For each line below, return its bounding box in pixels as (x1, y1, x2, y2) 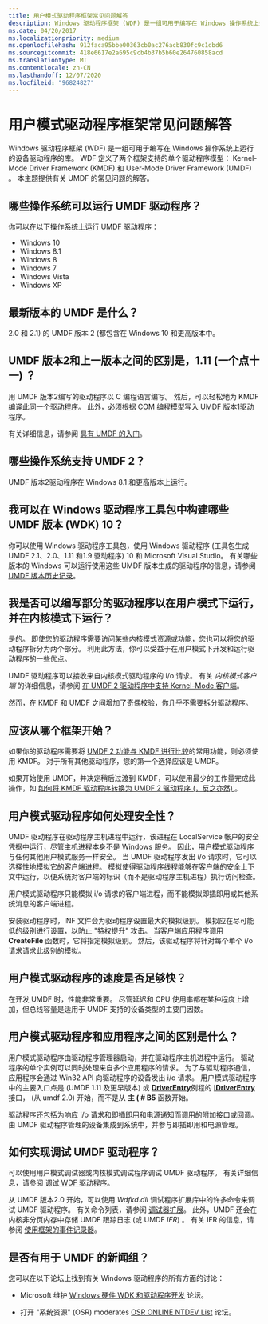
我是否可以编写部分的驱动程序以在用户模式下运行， (8, 596, 260, 610)
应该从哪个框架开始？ (8, 723, 113, 737)
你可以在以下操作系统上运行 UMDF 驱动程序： (8, 222, 160, 232)
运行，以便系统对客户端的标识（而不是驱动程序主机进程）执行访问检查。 (22, 871, 260, 881)
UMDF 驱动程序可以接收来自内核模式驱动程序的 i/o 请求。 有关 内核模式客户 (8, 671, 257, 681)
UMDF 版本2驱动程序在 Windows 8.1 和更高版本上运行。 (8, 477, 192, 486)
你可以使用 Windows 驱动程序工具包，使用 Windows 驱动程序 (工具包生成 (8, 541, 250, 550)
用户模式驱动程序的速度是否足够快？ (8, 971, 187, 985)
